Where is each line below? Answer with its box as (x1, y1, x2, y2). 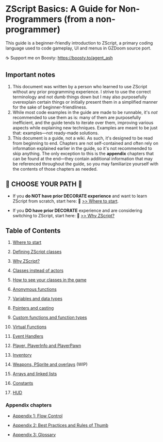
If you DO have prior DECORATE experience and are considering (12, 207, 143, 213)
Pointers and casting (12, 305, 54, 311)
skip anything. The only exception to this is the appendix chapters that (12, 150, 154, 156)
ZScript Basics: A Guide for (5, 3, 117, 15)
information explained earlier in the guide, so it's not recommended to (12, 145, 152, 151)
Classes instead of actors (12, 268, 64, 273)
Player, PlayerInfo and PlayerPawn (12, 343, 81, 348)
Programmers (5, 14, 62, 25)
